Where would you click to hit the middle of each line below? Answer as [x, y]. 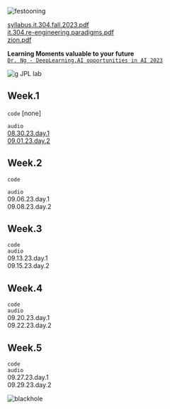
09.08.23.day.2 [29, 206]
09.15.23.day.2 [28, 266]
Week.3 [25, 229]
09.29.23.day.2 [29, 385]
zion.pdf [19, 40]
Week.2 [25, 163]
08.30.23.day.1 [28, 133]
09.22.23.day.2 [29, 325]
